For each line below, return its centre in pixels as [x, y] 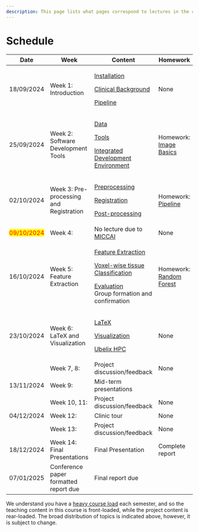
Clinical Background [122, 89]
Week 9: [61, 385]
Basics [168, 152]
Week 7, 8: [65, 368]
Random [170, 276]
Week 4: [61, 233]
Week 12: [63, 415]
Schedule [30, 41]
